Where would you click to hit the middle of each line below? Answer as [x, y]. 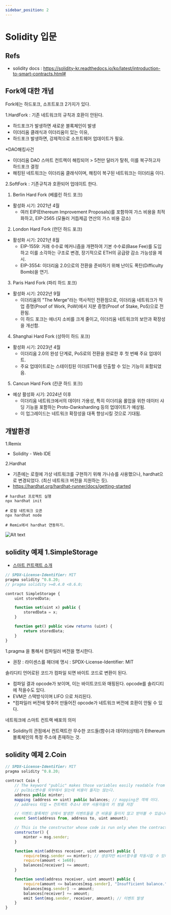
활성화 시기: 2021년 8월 [36, 240]
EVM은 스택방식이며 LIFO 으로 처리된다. [52, 696]
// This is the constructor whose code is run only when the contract [91, 828]
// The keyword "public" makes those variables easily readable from [90, 785]
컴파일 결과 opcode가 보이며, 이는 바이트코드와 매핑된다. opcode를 [79, 683]
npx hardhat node [24, 515]
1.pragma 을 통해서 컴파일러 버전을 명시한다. [50, 651]
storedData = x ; [41, 612]
